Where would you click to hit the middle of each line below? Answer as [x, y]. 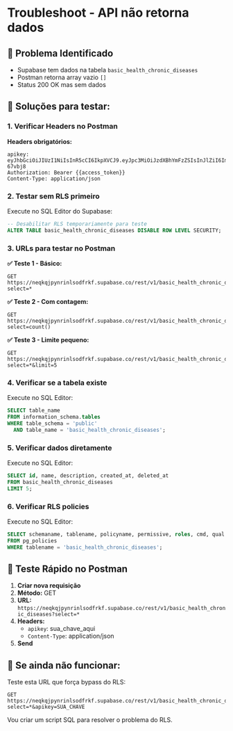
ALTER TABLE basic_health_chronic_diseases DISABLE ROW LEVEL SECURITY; [114, 230]
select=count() [29, 327]
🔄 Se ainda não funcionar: [64, 665]
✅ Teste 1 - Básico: [35, 264]
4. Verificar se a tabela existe [57, 383]
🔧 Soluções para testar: [59, 107]
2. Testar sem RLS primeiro [53, 196]
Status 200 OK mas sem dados [61, 85]
